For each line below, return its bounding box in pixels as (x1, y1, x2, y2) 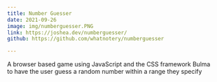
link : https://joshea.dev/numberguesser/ (7, 29, 128, 36)
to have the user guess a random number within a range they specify (7, 68, 203, 76)
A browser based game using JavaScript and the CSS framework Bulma (7, 60, 211, 68)
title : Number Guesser (7, 10, 72, 17)
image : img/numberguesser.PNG (7, 23, 94, 29)
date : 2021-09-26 (7, 16, 57, 23)
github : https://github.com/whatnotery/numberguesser (7, 36, 165, 42)
